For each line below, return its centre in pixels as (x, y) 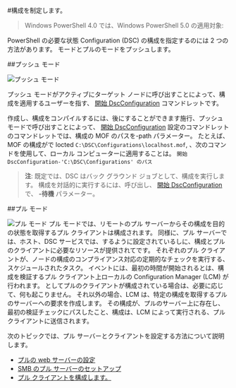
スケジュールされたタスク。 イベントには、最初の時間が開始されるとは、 (113, 268)
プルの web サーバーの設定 (56, 360)
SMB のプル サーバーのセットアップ (69, 369)
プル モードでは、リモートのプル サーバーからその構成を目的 (137, 224)
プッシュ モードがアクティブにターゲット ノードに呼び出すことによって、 (113, 94)
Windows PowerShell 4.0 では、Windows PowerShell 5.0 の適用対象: (124, 25)
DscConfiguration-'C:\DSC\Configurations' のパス (80, 162)
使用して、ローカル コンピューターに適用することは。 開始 (104, 153)
